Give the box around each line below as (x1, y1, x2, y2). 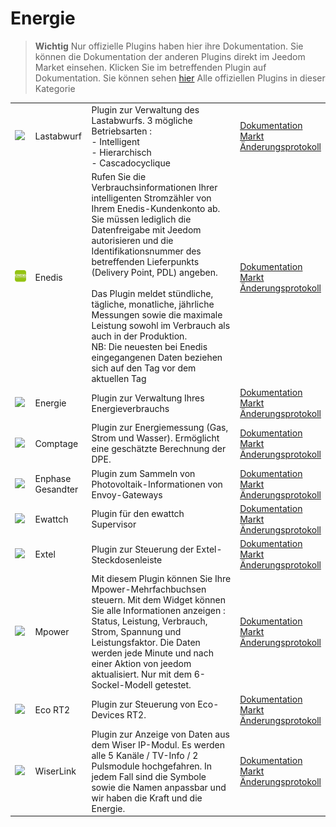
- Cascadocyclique (91, 157, 171, 169)
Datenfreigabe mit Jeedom (91, 223, 202, 236)
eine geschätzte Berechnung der (91, 443, 227, 455)
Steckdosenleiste (91, 553, 163, 566)
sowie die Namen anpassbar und (91, 781, 227, 793)
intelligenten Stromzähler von (91, 192, 212, 204)
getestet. (154, 679, 192, 691)
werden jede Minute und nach (91, 647, 214, 659)
